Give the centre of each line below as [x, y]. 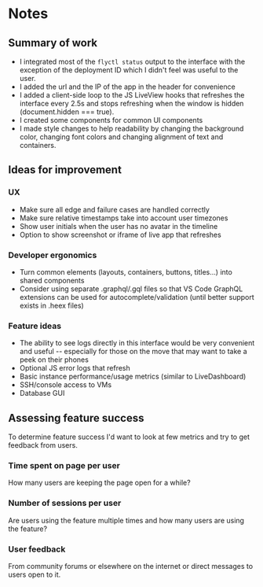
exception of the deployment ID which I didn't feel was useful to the [129, 70]
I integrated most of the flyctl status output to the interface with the [132, 61]
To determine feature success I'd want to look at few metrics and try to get [129, 437]
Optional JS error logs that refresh [75, 368]
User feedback [37, 549]
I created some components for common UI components [111, 120]
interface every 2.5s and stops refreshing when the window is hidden [131, 103]
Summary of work [53, 43]
